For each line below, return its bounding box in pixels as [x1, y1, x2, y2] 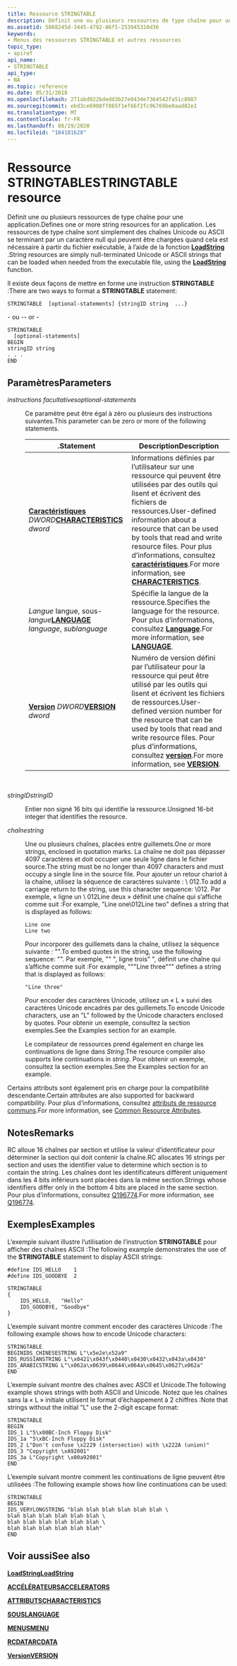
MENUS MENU [7, 1624, 49, 1632]
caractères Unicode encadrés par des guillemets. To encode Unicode [25, 1003, 225, 1012]
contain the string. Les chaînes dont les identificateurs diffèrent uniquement [7, 1168, 228, 1176]
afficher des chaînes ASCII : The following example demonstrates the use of [7, 1245, 227, 1253]
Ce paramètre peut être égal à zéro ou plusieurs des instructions [25, 409, 213, 418]
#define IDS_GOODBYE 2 [7, 1272, 78, 1279]
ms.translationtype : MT [7, 109, 78, 116]
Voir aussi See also [7, 1550, 90, 1562]
